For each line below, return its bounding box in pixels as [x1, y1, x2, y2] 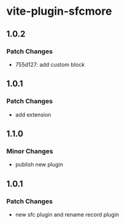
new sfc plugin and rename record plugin [15, 211, 119, 218]
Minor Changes [6, 147, 53, 155]
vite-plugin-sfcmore [6, 4, 112, 18]
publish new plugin [15, 161, 63, 168]
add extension [15, 111, 51, 118]
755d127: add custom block [15, 61, 85, 68]
